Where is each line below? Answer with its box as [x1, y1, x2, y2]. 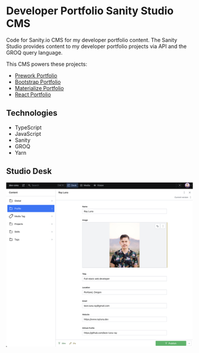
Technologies [6, 108, 58, 118]
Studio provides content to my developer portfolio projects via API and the [6, 43, 187, 50]
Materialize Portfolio [14, 84, 64, 91]
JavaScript [14, 130, 41, 137]
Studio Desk [6, 166, 52, 176]
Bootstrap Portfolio [14, 78, 61, 85]
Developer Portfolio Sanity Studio [6, 4, 174, 18]
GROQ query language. [6, 49, 63, 56]
